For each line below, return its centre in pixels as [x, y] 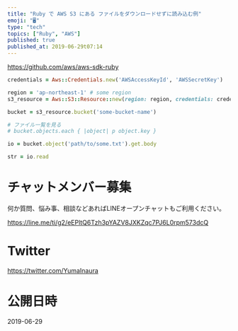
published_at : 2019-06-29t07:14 [55, 47]
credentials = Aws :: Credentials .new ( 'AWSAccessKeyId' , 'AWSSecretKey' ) [115, 80]
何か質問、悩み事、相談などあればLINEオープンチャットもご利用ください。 [116, 208]
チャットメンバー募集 [69, 187]
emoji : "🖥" [24, 21]
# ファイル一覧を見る [34, 124]
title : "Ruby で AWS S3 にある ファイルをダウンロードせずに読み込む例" [104, 14]
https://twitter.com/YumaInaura [53, 270]
